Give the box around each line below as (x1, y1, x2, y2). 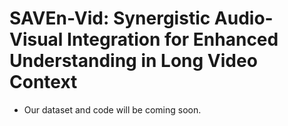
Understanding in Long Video (9, 50, 258, 72)
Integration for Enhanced (67, 28, 279, 51)
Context (9, 71, 78, 94)
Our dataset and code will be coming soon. (23, 103, 202, 116)
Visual (9, 28, 64, 51)
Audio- (213, 7, 274, 30)
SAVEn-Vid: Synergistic (9, 7, 211, 30)
